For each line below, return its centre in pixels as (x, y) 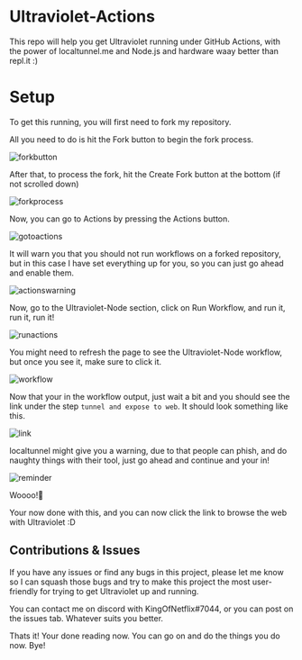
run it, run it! (32, 317)
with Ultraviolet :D (43, 522)
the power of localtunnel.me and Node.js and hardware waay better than (144, 50)
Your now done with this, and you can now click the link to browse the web (148, 512)
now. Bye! (27, 645)
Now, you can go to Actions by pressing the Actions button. (119, 219)
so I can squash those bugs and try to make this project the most (130, 582)
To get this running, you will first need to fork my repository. (120, 122)
